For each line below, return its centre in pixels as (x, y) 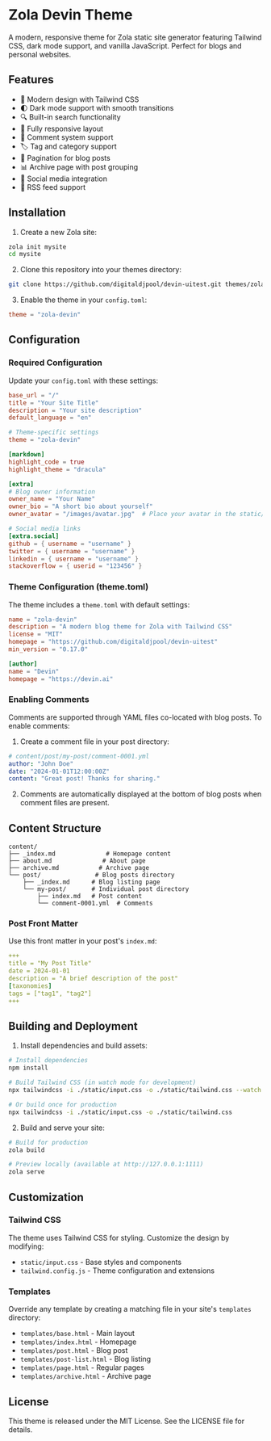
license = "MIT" (35, 634)
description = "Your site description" (75, 410)
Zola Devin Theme (71, 15)
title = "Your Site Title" (54, 403)
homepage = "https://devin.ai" (61, 679)
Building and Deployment (73, 1026)
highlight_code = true (46, 462)
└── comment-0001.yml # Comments (95, 903)
